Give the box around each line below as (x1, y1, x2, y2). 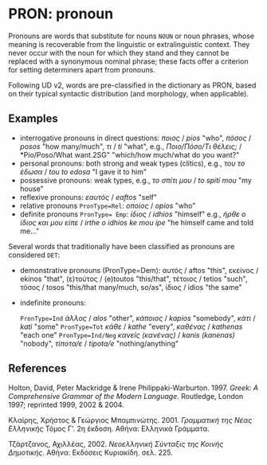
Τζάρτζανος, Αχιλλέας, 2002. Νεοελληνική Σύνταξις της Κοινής (8, 439, 224, 448)
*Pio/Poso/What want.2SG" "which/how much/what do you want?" (19, 150, 240, 159)
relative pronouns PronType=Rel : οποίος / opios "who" (19, 201, 196, 210)
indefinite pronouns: (19, 298, 86, 307)
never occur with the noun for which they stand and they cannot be (8, 48, 230, 57)
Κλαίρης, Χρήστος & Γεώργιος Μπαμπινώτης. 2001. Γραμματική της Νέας (8, 415, 253, 424)
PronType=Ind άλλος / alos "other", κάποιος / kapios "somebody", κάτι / (19, 313, 257, 322)
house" (19, 184, 44, 193)
